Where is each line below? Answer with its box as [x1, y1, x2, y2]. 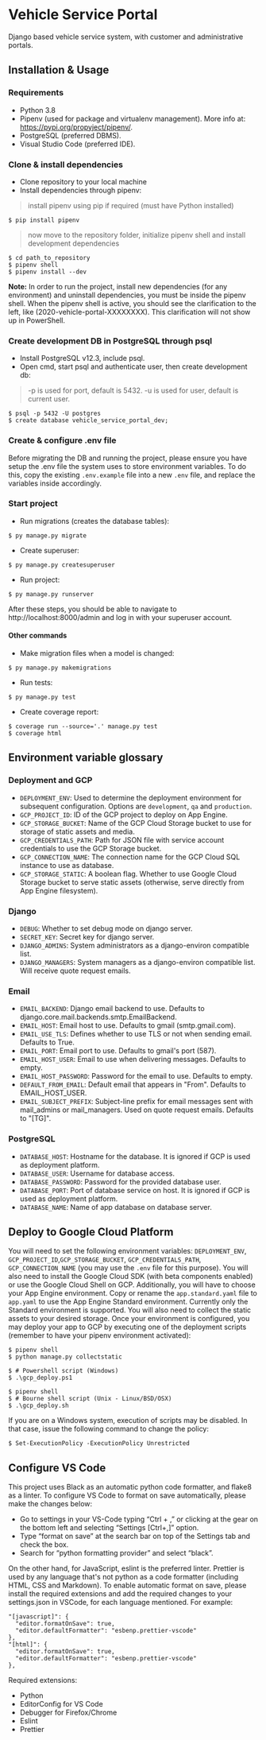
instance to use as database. [19, 860, 114, 870]
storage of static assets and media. [19, 827, 135, 836]
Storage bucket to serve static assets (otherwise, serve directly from [19, 877, 245, 887]
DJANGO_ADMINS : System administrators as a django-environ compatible [19, 940, 250, 950]
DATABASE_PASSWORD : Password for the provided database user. [19, 1176, 222, 1186]
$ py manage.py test [8, 693, 77, 701]
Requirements [8, 87, 64, 99]
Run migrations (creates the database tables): [19, 516, 169, 525]
